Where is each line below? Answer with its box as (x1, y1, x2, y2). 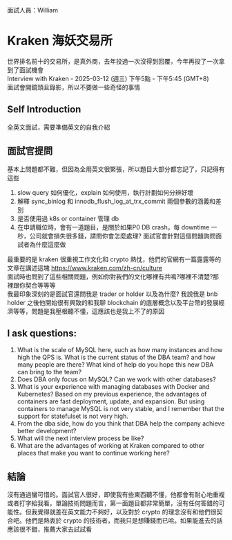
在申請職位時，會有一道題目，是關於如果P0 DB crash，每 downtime (17, 223, 210, 231)
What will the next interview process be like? (17, 434, 144, 442)
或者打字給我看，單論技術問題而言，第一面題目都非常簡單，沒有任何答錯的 (7, 499, 219, 507)
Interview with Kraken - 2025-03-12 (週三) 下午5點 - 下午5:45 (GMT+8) (7, 74, 209, 82)
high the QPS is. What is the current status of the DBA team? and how (17, 353, 216, 362)
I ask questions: (7, 327, 77, 339)
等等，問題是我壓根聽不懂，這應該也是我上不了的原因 (12, 307, 164, 315)
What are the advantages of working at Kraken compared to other (17, 442, 205, 450)
